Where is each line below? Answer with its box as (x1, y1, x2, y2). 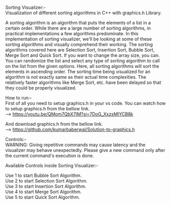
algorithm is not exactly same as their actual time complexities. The (5, 74, 147, 80)
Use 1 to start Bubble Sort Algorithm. (5, 172, 82, 178)
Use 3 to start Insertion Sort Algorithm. (5, 184, 87, 189)
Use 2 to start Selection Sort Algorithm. (5, 178, 88, 184)
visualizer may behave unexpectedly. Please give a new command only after (5, 147, 165, 153)
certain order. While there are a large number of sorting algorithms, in (5, 25, 151, 31)
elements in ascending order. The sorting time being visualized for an (5, 69, 151, 75)
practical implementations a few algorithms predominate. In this (5, 31, 139, 36)
